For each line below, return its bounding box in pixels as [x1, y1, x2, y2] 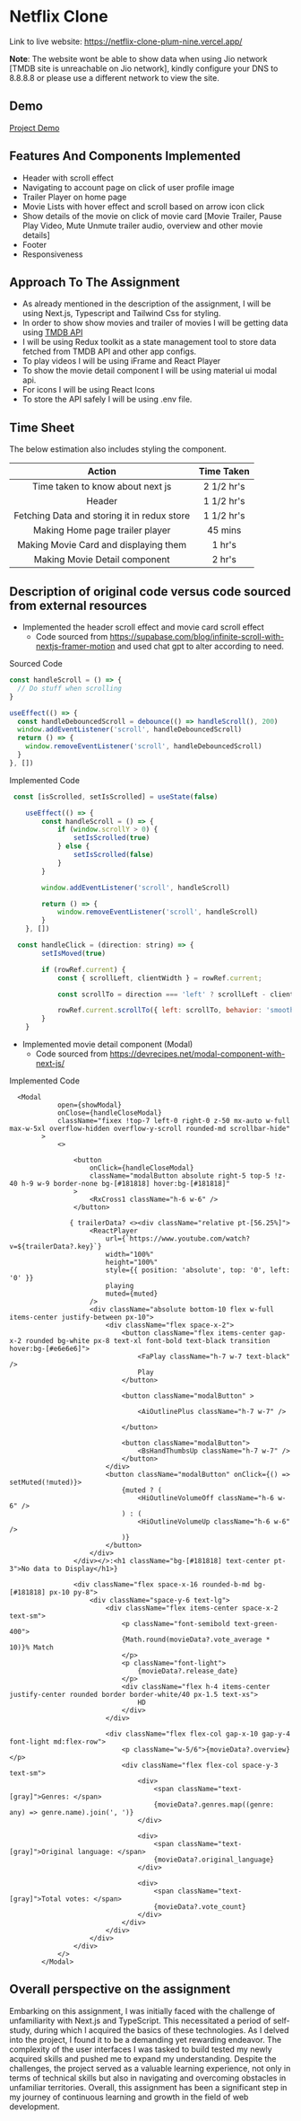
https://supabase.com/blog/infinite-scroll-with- [109, 632, 285, 641]
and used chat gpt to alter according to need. [116, 641, 285, 651]
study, [9, 2024, 33, 2036]
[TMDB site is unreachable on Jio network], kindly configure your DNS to [9, 63, 279, 74]
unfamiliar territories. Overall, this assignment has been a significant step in [9, 2081, 288, 2092]
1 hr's [211, 539, 237, 552]
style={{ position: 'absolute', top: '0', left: [105, 1266, 291, 1275]
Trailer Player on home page [21, 191, 127, 202]
